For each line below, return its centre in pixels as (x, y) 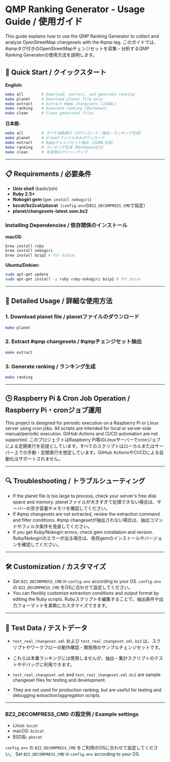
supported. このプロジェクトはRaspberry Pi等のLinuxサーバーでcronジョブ (83, 439)
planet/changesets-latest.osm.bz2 (50, 211)
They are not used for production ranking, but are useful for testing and (87, 690)
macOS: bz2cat (28, 731)
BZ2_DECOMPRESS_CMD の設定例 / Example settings (72, 714)
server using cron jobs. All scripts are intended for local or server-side (78, 428)
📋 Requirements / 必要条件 (48, 174)
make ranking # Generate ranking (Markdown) (56, 108)
